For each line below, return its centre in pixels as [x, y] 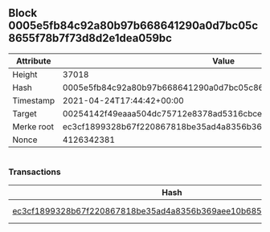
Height [25, 74]
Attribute [33, 61]
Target [25, 113]
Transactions [35, 172]
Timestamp [34, 100]
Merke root [33, 126]
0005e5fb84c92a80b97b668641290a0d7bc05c [133, 26]
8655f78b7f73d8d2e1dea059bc [90, 38]
